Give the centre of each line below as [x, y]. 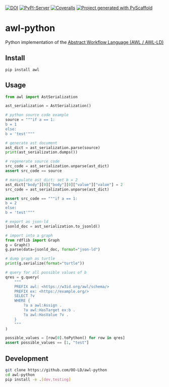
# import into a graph [29, 235]
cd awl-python [20, 375]
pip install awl [22, 70]
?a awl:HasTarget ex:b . [49, 310]
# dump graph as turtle [30, 259]
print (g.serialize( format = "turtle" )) [45, 263]
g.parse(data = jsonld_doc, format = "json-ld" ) [53, 250]
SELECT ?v [25, 296]
